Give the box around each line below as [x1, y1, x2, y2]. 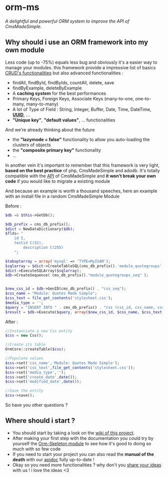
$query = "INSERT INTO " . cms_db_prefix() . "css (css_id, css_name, [5, 305, 155, 310]
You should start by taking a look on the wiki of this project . [12, 430, 135, 436]
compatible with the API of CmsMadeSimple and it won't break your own [5, 173, 156, 179]
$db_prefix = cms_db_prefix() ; [5, 221, 70, 227]
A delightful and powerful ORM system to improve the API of [5, 18, 129, 24]
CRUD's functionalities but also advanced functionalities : [5, 70, 123, 76]
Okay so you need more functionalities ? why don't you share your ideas [12, 461, 161, 468]
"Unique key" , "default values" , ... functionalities [12, 117, 115, 123]
